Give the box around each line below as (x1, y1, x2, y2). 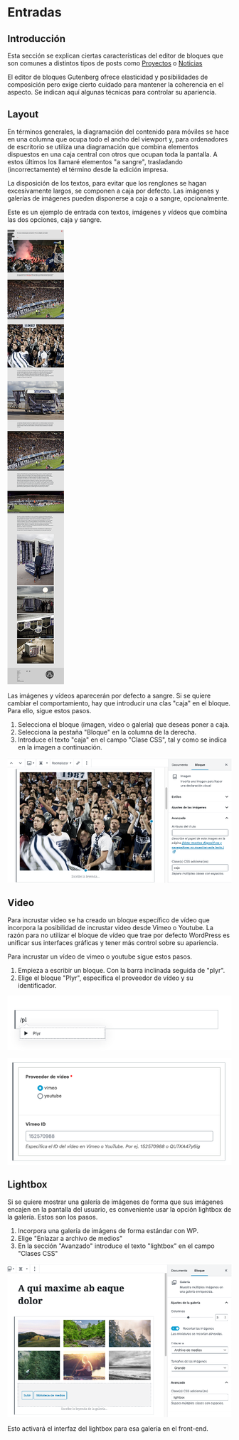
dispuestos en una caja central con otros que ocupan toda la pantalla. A (7, 150, 218, 159)
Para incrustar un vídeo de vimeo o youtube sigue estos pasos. (7, 952, 193, 961)
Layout (7, 108, 39, 121)
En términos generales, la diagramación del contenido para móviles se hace (7, 127, 230, 136)
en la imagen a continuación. (17, 742, 102, 751)
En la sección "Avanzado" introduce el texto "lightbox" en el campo (17, 1242, 215, 1250)
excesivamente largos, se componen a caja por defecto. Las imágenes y (7, 186, 220, 195)
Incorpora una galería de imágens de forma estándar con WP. (17, 1226, 199, 1234)
